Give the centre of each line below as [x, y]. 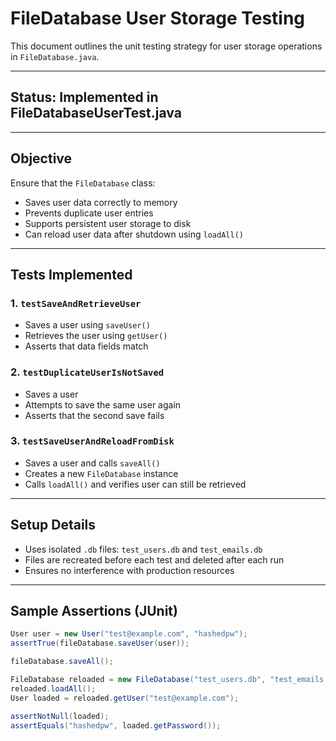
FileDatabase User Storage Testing [158, 18]
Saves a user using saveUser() [87, 325]
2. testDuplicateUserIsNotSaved [87, 372]
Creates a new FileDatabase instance [101, 473]
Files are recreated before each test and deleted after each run [154, 559]
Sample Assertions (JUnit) [94, 611]
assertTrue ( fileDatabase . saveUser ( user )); [100, 643]
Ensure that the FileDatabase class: [83, 183]
